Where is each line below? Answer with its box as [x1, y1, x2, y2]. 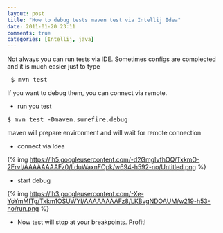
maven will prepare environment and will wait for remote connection [7, 129, 202, 137]
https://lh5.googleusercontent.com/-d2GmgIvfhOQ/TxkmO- [29, 155, 200, 164]
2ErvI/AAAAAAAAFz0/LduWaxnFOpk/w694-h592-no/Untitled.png [7, 163, 196, 171]
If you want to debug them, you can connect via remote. [7, 89, 168, 97]
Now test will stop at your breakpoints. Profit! [17, 218, 146, 226]
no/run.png [7, 205, 39, 213]
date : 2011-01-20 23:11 [7, 23, 76, 30]
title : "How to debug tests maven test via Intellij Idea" [7, 17, 181, 24]
